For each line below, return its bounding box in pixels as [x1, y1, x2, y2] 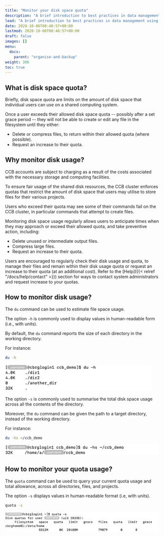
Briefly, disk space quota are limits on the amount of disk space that [5, 97, 142, 102]
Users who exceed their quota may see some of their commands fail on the [5, 204, 156, 209]
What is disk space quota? [5, 83, 87, 92]
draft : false [5, 34, 32, 39]
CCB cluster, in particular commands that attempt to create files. [5, 208, 134, 214]
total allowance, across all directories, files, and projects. [5, 483, 120, 489]
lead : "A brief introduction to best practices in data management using [5, 18, 159, 23]
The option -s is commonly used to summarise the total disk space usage [5, 396, 153, 402]
